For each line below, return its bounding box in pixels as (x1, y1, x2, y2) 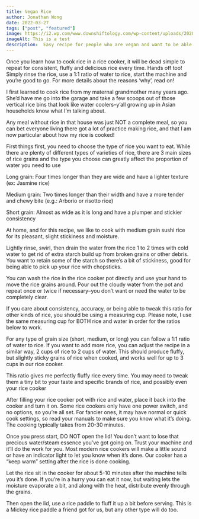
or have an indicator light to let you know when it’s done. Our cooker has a (6, 451, 188, 459)
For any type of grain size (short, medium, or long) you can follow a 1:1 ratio (6, 335, 190, 342)
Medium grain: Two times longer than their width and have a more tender (6, 191, 184, 198)
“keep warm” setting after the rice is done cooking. (6, 457, 131, 465)
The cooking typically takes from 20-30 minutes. (6, 421, 126, 428)
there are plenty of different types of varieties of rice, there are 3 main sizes (6, 149, 191, 156)
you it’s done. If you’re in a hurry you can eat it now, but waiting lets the (6, 475, 181, 483)
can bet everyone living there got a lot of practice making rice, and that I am (6, 125, 191, 132)
